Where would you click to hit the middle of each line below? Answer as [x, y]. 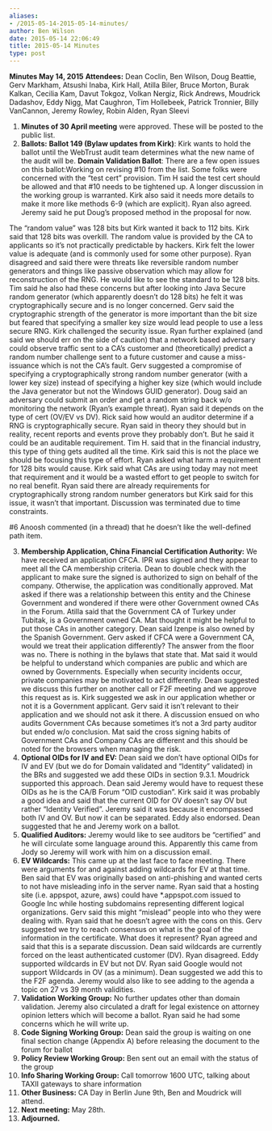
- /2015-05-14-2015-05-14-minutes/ [69, 23]
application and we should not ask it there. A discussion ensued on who [140, 715]
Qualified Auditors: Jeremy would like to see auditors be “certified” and [140, 835]
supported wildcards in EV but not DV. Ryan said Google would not [132, 964]
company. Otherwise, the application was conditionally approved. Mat [137, 586]
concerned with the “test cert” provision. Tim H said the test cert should [140, 178]
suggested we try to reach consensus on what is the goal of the [127, 929]
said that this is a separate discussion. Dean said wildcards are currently [141, 946]
